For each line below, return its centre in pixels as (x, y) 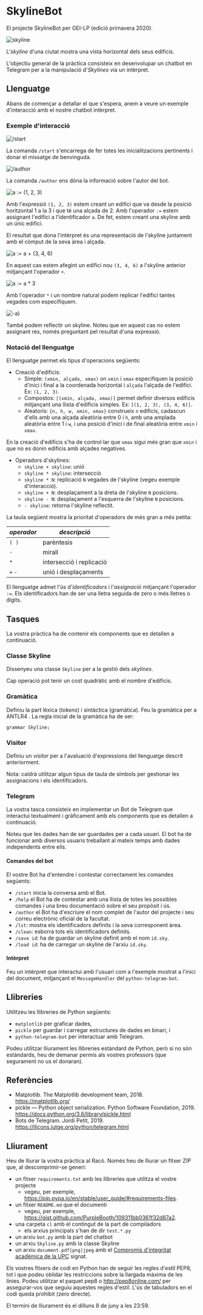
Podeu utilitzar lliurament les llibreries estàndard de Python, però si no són (99, 1048)
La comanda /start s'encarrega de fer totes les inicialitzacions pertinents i (99, 151)
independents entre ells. (36, 847)
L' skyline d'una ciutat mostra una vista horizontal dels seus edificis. (90, 51)
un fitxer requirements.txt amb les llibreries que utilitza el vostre (96, 1179)
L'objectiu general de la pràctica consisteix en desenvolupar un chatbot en (99, 63)
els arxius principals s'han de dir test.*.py (78, 1231)
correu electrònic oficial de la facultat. (62, 919)
